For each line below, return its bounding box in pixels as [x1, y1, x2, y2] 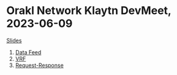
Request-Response [15, 62, 64, 69]
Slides [6, 37, 22, 44]
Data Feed [15, 48, 42, 55]
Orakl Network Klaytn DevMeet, [6, 4, 171, 18]
